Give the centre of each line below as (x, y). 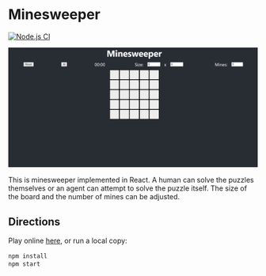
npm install (28, 256)
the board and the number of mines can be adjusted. (94, 197)
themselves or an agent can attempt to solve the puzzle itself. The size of (128, 188)
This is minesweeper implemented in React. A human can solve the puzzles (131, 180)
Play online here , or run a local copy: (68, 241)
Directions (34, 222)
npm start (25, 264)
